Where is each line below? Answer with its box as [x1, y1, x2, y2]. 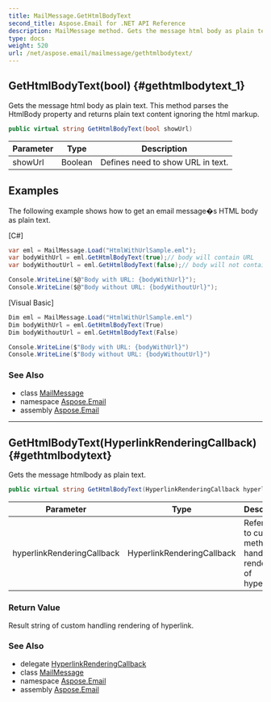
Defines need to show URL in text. [100, 157, 229, 168]
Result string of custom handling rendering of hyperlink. [8, 621, 194, 630]
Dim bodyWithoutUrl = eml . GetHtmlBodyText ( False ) [8, 328, 179, 336]
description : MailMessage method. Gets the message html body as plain [8, 27, 254, 35]
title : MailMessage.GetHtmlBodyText [8, 11, 131, 20]
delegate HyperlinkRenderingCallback [19, 658, 147, 668]
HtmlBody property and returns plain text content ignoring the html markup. [8, 109, 260, 119]
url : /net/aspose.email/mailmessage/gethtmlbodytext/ [8, 49, 194, 57]
